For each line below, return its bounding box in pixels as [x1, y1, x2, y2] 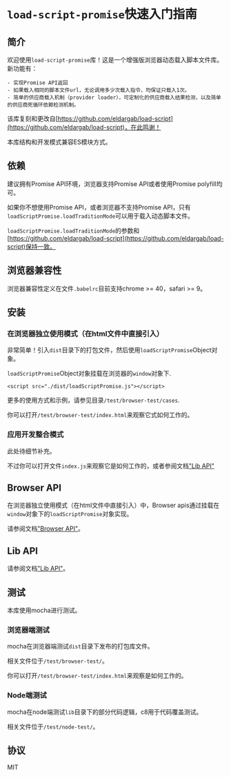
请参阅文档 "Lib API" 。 [7, 565, 70, 573]
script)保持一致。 [7, 242, 57, 250]
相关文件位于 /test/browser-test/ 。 [7, 657, 109, 665]
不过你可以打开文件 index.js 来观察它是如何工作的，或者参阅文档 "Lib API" [7, 461, 215, 470]
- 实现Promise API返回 [7, 80, 68, 86]
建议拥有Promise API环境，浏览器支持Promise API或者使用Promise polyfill [7, 179, 217, 188]
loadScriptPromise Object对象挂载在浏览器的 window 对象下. [7, 369, 172, 378]
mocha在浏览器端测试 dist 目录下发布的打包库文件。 [7, 642, 154, 650]
